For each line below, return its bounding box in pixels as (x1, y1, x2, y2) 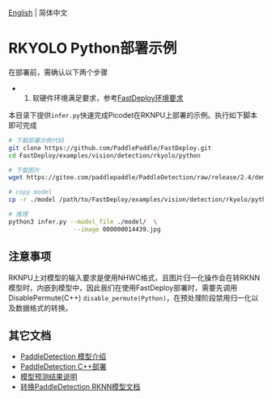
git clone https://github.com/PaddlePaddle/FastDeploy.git (8, 144, 212, 152)
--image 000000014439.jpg (73, 225, 161, 233)
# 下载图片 (8, 166, 40, 174)
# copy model (8, 188, 53, 196)
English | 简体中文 (8, 8, 68, 17)
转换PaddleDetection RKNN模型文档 (19, 382, 141, 392)
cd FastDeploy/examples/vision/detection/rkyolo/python (8, 151, 201, 160)
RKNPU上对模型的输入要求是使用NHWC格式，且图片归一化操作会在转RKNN (8, 272, 261, 282)
